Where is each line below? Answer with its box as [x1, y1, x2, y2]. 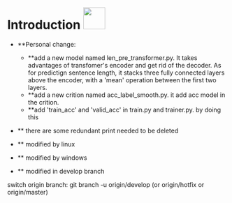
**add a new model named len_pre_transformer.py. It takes [27, 53, 198, 62]
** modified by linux [17, 140, 75, 148]
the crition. [27, 98, 59, 106]
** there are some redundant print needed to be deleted [17, 126, 179, 135]
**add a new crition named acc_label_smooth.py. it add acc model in [27, 91, 226, 99]
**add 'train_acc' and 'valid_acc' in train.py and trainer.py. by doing [27, 105, 222, 114]
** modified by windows [17, 153, 87, 162]
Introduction [7, 17, 81, 33]
